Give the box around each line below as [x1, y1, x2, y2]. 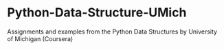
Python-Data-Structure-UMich [7, 5, 187, 21]
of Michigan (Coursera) [7, 34, 74, 42]
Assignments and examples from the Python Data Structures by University [7, 27, 218, 36]
